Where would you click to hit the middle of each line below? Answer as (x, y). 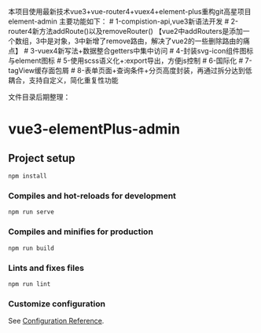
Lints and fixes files (46, 268)
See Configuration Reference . (56, 321)
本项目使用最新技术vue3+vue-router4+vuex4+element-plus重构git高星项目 (130, 11)
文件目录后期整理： (39, 97)
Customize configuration (57, 303)
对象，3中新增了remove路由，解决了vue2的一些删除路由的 (149, 41)
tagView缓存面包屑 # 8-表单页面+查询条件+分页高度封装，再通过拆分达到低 (130, 70)
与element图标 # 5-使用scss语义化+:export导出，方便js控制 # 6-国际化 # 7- (130, 60)
